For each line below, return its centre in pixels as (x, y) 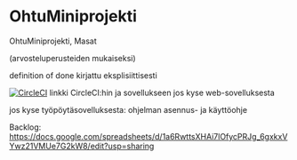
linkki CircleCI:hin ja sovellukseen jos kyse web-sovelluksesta (162, 92)
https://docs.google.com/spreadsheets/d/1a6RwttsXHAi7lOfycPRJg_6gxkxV (148, 136)
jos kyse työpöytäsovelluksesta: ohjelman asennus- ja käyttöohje (128, 109)
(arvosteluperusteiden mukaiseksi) (72, 58)
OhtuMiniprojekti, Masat (53, 41)
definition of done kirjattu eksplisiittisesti (83, 75)
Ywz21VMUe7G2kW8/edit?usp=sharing (82, 146)
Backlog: (25, 127)
